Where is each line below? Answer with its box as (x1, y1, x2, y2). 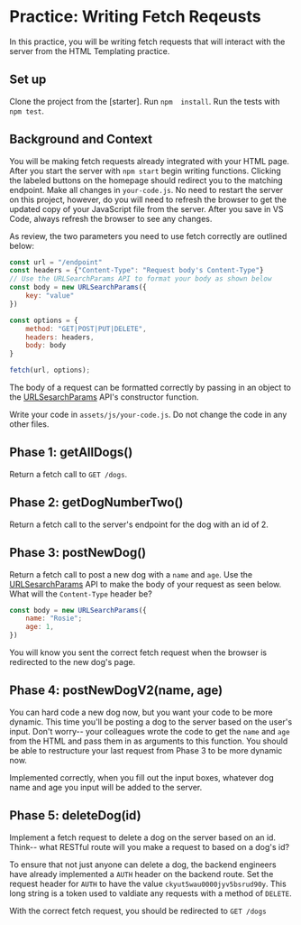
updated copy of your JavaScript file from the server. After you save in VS (9, 203, 284, 214)
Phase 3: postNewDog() (9, 545, 147, 560)
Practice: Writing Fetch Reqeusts (9, 6, 261, 27)
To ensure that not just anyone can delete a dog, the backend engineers (9, 859, 277, 870)
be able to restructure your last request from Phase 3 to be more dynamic (9, 745, 283, 755)
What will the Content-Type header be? (9, 588, 153, 599)
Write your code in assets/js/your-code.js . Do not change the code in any (9, 409, 287, 421)
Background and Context (9, 132, 153, 147)
